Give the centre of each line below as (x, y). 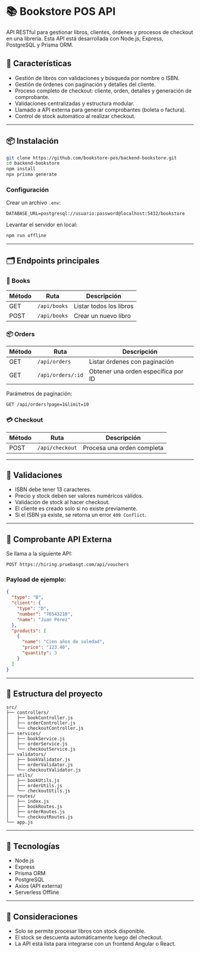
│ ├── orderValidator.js (40, 765)
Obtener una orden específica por (136, 372)
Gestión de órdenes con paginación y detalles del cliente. (85, 84)
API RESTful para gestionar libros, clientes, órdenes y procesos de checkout (100, 32)
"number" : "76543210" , (45, 614)
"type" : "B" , (28, 597)
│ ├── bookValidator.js (38, 760)
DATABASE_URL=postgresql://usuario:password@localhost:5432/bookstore (96, 214)
